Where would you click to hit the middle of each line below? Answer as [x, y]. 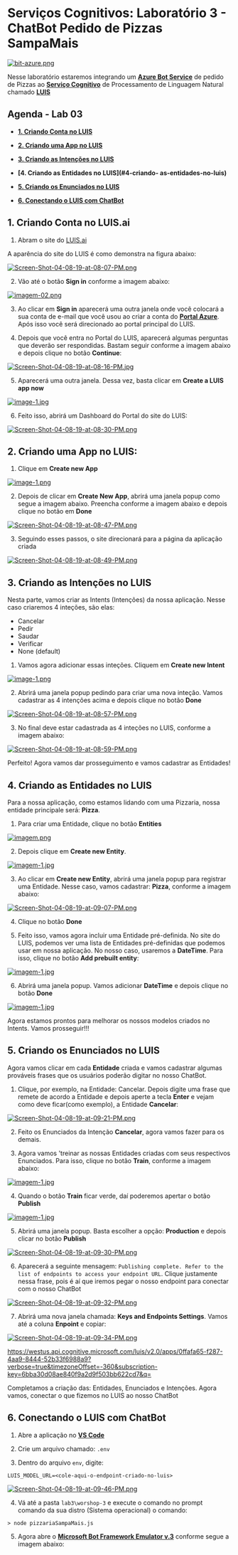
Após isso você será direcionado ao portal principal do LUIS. [106, 324]
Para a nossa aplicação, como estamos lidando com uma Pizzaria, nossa [114, 802]
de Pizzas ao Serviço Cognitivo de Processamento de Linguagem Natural [115, 84]
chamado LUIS [29, 92]
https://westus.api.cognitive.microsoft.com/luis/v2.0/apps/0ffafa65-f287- [115, 1351]
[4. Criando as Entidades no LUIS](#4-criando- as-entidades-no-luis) [122, 173]
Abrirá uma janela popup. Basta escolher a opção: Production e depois [122, 1231]
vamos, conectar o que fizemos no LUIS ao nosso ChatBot [93, 1395]
